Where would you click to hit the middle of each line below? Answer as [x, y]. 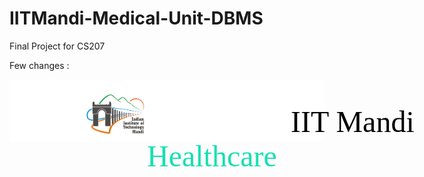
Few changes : [39, 65]
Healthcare [212, 155]
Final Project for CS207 [57, 46]
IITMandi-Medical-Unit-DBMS [136, 18]
